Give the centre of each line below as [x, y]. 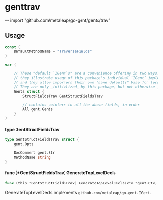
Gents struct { [29, 91]
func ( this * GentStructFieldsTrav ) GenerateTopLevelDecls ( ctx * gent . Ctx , [81, 183]
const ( [13, 47]
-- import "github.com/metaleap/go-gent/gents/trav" [58, 20]
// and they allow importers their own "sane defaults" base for [81, 83]
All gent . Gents [38, 109]
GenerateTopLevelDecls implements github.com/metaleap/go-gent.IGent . [78, 192]
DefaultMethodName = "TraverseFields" [53, 51]
